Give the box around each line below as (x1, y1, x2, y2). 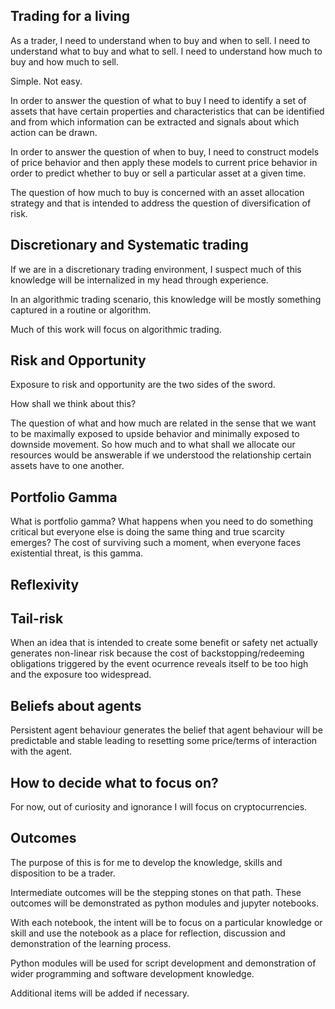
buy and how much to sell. (10, 55, 120, 68)
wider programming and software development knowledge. (10, 967, 255, 979)
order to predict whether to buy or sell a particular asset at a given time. (10, 167, 307, 179)
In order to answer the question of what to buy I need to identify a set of (10, 94, 307, 106)
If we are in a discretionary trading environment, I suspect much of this (10, 263, 302, 275)
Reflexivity (10, 576, 80, 593)
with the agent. (10, 745, 73, 758)
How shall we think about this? (10, 398, 137, 410)
